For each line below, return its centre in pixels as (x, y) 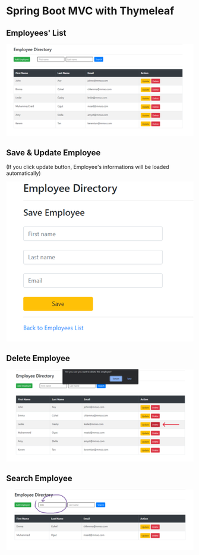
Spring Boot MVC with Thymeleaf (90, 11)
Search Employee (39, 478)
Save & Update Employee (53, 153)
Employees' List (36, 33)
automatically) (23, 173)
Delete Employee (38, 358)
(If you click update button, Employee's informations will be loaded (88, 167)
